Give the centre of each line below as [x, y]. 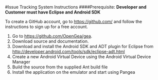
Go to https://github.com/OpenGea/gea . [52, 36]
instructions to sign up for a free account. [47, 27]
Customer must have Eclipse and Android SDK [53, 12]
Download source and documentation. [50, 41]
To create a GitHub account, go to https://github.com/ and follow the [74, 22]
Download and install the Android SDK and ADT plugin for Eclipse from [83, 46]
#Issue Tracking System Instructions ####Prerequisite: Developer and [76, 7]
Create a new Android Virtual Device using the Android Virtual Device [81, 57]
